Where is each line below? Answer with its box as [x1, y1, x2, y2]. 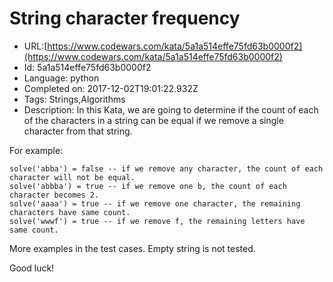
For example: [9, 144, 64, 156]
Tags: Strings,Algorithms [23, 93, 126, 105]
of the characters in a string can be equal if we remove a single [23, 114, 284, 126]
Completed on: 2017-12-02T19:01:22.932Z [23, 82, 199, 94]
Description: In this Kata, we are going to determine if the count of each [23, 103, 319, 116]
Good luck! [9, 262, 55, 274]
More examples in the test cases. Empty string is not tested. [9, 242, 256, 254]
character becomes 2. [9, 190, 100, 200]
